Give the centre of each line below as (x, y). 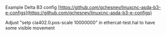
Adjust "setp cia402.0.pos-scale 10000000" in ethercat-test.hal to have (80, 23)
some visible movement (30, 28)
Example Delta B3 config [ (32, 7)
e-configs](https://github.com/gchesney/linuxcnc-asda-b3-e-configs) (79, 13)
